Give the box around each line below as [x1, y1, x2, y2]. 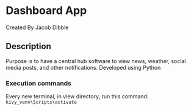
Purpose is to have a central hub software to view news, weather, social [5, 57, 186, 64]
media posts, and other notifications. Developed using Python [5, 64, 161, 71]
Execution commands [5, 79, 71, 87]
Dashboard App [5, 4, 87, 18]
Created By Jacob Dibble [5, 24, 69, 31]
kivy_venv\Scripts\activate [5, 99, 77, 106]
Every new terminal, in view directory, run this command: [5, 93, 149, 100]
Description [5, 41, 51, 52]
